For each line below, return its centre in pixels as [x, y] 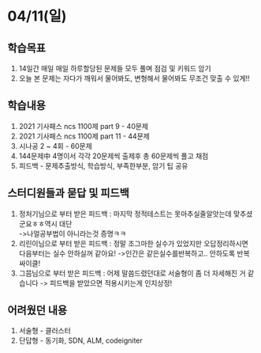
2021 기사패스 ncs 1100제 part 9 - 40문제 [84, 126]
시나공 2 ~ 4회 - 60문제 [55, 146]
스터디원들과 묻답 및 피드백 [68, 194]
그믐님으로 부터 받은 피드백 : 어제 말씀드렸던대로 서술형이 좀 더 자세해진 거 [132, 273]
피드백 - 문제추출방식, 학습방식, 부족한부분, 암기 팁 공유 [103, 165]
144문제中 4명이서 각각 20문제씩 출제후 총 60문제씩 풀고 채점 [114, 156]
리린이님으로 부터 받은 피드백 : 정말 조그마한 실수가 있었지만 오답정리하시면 [134, 243]
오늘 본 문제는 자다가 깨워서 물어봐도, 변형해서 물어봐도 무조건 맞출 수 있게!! [134, 78]
